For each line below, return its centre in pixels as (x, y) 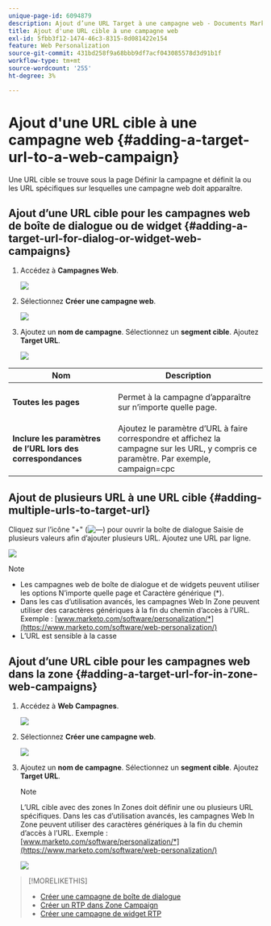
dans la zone (41, 674)
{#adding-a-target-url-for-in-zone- (167, 674)
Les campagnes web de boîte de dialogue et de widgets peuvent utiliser (140, 585)
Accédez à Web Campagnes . (69, 706)
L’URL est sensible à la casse (68, 636)
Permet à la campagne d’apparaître (185, 398)
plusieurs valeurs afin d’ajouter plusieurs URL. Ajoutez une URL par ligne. (130, 538)
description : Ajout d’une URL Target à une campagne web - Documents (128, 23)
